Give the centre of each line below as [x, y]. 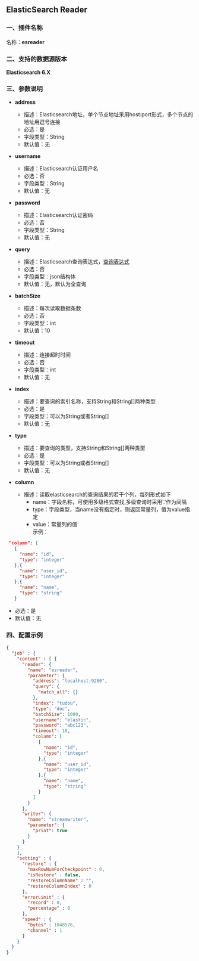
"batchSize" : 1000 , [57, 714]
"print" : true [50, 831]
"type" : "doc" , [51, 709]
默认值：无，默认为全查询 [55, 284]
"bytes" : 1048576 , [52, 925]
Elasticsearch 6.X [29, 72]
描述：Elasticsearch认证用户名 [61, 169]
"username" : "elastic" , [62, 720]
